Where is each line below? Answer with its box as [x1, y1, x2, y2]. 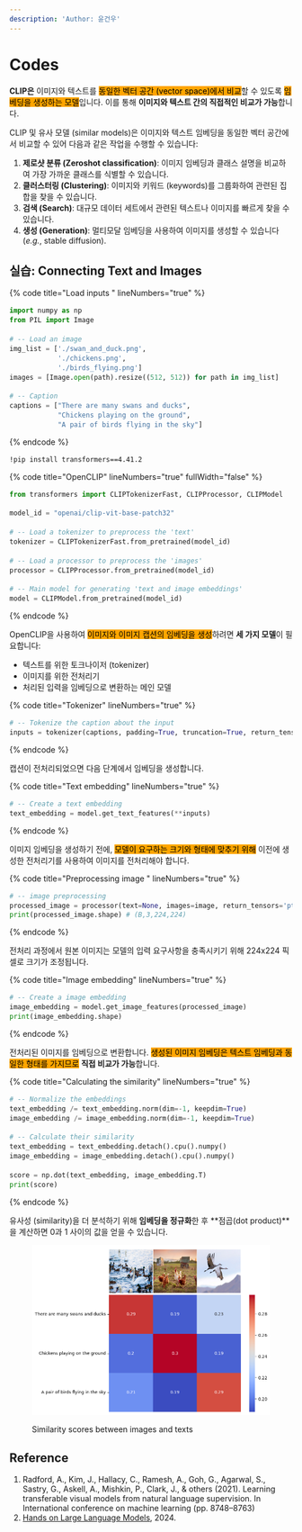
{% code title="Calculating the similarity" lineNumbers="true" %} [9, 1076, 251, 1086]
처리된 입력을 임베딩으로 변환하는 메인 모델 [22, 682, 173, 693]
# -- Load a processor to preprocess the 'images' [9, 556, 203, 565]
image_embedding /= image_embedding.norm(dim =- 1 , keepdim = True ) [9, 1113, 255, 1122]
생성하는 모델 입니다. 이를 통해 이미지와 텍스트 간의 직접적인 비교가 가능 [32, 96, 279, 107]
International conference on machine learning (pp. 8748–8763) [22, 1503, 255, 1514]
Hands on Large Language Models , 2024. [22, 1512, 177, 1523]
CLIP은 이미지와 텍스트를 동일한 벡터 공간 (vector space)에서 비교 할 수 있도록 [9, 86, 282, 96]
